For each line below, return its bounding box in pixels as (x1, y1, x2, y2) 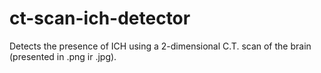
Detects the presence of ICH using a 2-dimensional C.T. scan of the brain (9, 40, 312, 52)
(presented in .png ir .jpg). (9, 50, 117, 62)
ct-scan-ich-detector (9, 7, 191, 30)
